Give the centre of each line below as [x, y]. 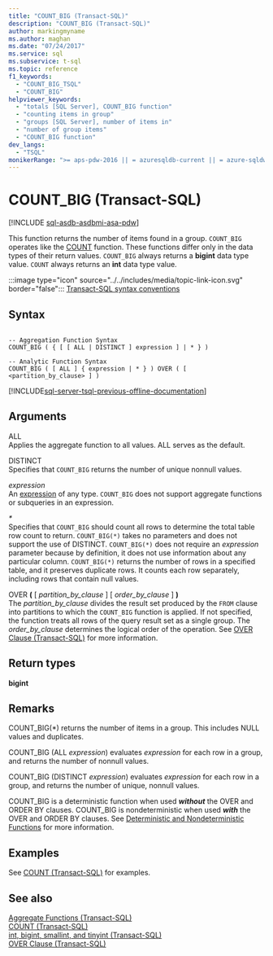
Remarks [32, 709]
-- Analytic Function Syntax [58, 362]
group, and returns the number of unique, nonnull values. [104, 786]
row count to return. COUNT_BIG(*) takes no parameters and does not [123, 535]
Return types [42, 663]
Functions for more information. [61, 827]
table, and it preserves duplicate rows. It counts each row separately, [124, 570]
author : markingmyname [47, 31]
